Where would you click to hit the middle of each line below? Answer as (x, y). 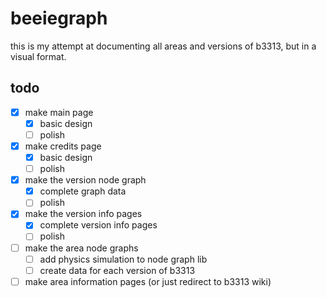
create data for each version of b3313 (117, 270)
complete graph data (83, 191)
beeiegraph (59, 18)
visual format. (38, 56)
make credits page (63, 146)
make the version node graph (85, 180)
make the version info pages (83, 214)
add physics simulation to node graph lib (123, 259)
